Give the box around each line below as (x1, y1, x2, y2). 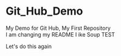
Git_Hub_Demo (5, 4, 83, 18)
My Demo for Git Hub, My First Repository (5, 24, 111, 32)
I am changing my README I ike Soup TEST (5, 30, 116, 38)
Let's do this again (5, 43, 52, 50)
